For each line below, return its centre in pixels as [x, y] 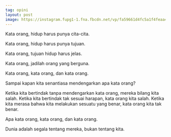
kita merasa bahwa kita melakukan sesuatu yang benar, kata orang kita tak [83, 104]
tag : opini [17, 10]
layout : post [19, 15]
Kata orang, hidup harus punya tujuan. [45, 44]
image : [12, 19]
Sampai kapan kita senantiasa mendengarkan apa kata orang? [70, 83]
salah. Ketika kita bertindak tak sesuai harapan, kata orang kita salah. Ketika [85, 99]
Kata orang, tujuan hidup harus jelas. [44, 53]
